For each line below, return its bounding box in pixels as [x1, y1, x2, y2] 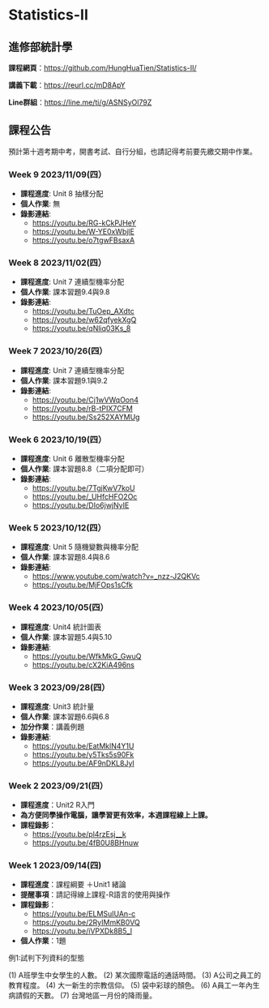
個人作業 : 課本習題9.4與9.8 [19, 287, 110, 297]
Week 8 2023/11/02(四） [8, 257, 107, 268]
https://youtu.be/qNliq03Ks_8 [32, 324, 131, 333]
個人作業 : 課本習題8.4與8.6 [19, 552, 110, 562]
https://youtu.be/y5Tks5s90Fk [32, 749, 134, 759]
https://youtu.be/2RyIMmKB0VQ [32, 918, 140, 928]
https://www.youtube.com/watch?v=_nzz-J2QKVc [32, 572, 200, 581]
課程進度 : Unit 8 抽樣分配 [19, 189, 104, 199]
